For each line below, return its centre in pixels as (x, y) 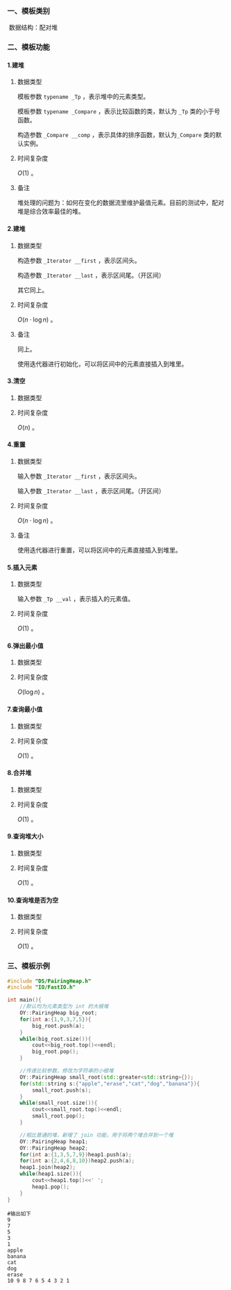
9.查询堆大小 (25, 836)
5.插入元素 (23, 567)
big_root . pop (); (55, 1052)
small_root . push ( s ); (62, 1090)
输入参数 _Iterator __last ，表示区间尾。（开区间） (91, 491)
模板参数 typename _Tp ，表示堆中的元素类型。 (83, 97)
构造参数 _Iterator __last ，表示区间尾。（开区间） (91, 275)
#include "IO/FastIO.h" (42, 987)
